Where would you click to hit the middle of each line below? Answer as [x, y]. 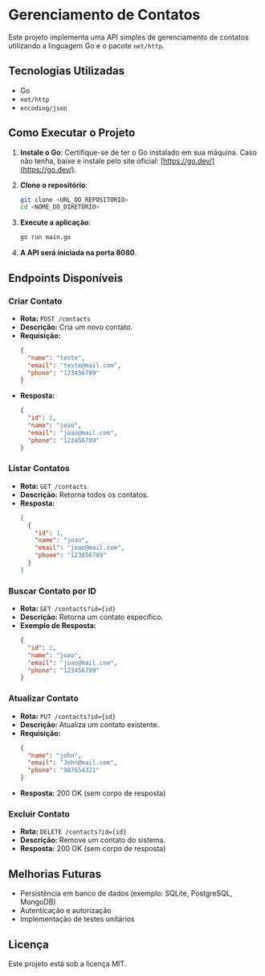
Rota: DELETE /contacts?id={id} [73, 832]
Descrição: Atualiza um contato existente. [90, 724]
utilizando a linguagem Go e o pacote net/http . [86, 45]
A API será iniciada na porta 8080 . [78, 253]
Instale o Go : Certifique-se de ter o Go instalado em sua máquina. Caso [138, 152]
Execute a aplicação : [55, 222]
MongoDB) [38, 902]
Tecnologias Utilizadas [67, 71]
